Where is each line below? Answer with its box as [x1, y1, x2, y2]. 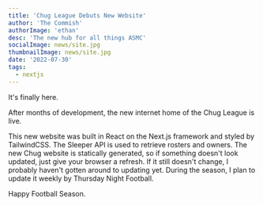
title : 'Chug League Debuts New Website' [8, 11, 147, 20]
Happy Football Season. [8, 189, 86, 198]
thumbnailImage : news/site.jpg [8, 48, 111, 56]
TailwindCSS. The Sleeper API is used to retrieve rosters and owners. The [8, 139, 247, 149]
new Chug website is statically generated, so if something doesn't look [8, 148, 239, 158]
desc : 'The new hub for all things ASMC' [8, 33, 147, 42]
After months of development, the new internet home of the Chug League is [8, 108, 255, 117]
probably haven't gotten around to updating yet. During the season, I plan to [8, 165, 256, 174]
